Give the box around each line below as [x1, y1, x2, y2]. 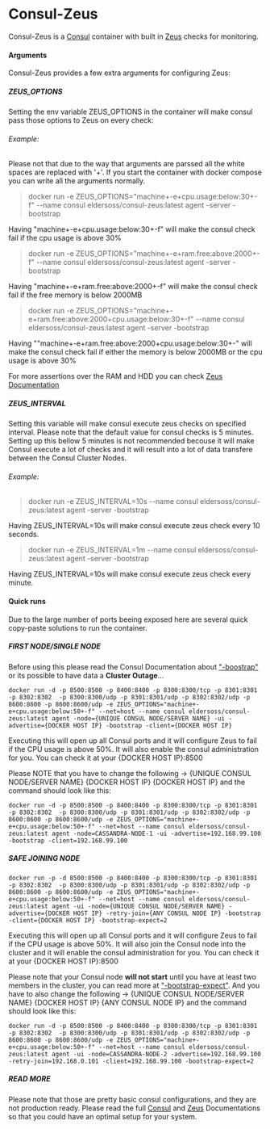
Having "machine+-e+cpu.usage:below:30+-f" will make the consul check [8, 225, 255, 234]
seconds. [8, 530, 39, 539]
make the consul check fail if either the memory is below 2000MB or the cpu [8, 347, 264, 357]
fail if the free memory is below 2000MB [8, 290, 143, 300]
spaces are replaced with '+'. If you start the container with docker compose [8, 167, 262, 178]
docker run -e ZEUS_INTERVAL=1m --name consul [27, 545, 197, 555]
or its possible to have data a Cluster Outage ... [8, 670, 164, 680]
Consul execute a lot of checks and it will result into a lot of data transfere [8, 445, 253, 455]
